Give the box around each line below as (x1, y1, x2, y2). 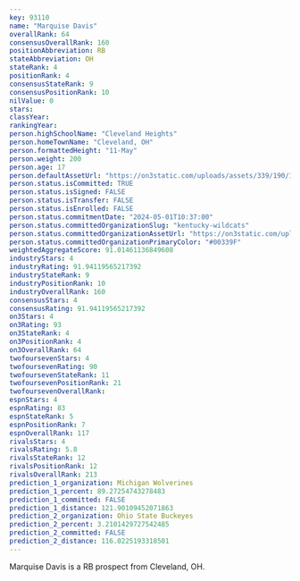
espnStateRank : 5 (9, 412, 74, 421)
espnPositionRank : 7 (9, 420, 87, 429)
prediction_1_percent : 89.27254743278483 (9, 486, 166, 496)
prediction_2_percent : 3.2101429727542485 (9, 520, 170, 529)
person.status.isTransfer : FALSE (9, 196, 134, 206)
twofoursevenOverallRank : (9, 387, 105, 396)
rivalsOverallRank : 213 (9, 470, 98, 479)
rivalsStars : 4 (9, 437, 66, 446)
